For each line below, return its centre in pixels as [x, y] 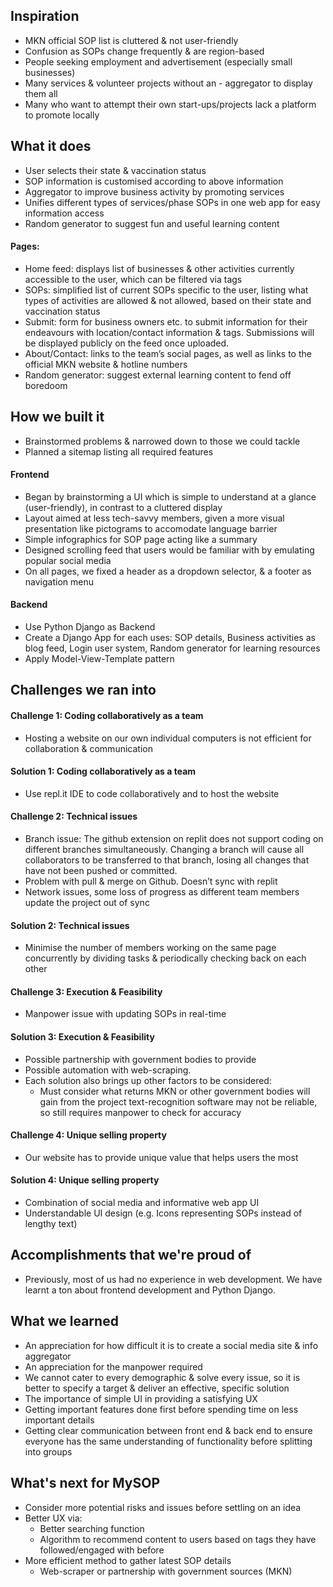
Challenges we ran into [83, 690]
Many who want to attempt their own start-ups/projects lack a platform [170, 104]
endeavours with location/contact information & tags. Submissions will [169, 332]
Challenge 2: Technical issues [74, 816]
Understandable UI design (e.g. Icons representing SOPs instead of [163, 1213]
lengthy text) [51, 1224]
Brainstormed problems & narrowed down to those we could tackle [162, 441]
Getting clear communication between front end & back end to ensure [168, 1430]
